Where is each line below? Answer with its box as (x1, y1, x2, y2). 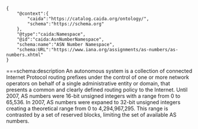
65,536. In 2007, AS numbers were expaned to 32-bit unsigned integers (6, 99, 181, 105)
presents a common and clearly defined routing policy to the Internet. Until (6, 86, 188, 93)
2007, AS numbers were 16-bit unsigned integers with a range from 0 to (6, 92, 181, 100)
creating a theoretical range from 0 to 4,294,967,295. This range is (6, 105, 168, 112)
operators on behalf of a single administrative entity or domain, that (6, 80, 170, 87)
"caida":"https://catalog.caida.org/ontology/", (27, 16, 150, 22)
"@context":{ (17, 11, 49, 16)
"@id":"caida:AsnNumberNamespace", (17, 37, 105, 42)
